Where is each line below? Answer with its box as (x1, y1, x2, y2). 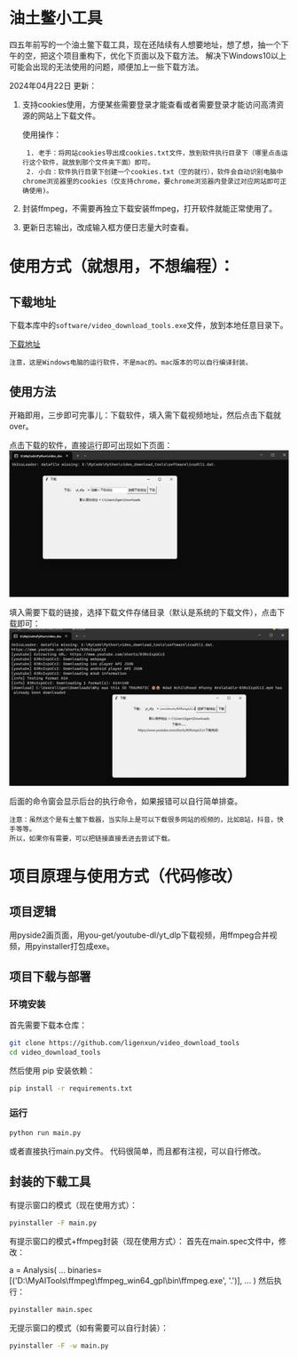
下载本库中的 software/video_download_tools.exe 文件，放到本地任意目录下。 (9, 319, 288, 330)
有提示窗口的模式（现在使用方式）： (9, 1199, 137, 1210)
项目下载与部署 (9, 969, 91, 984)
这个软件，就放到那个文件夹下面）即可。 (28, 157, 155, 167)
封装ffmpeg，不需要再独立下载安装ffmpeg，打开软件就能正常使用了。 (21, 203, 278, 213)
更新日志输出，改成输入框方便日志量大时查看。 (21, 221, 193, 232)
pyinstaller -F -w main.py (9, 1341, 109, 1350)
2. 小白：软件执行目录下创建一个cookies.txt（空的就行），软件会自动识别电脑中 (26, 167, 284, 176)
